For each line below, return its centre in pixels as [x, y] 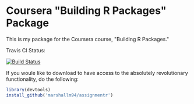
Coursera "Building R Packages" [86, 11]
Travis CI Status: [26, 50]
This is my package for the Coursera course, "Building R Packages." [88, 39]
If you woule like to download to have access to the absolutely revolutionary [97, 73]
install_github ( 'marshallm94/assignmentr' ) [60, 95]
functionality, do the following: [42, 79]
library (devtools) [28, 89]
